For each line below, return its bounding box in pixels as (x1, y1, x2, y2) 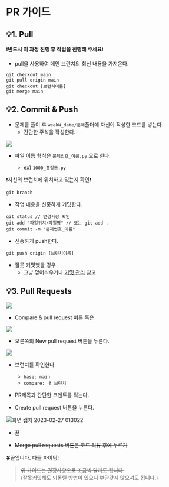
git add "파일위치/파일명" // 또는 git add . (6, 220, 109, 226)
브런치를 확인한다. (14, 361, 56, 368)
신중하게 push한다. (14, 237, 59, 244)
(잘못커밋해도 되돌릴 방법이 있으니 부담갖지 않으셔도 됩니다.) (20, 474, 158, 481)
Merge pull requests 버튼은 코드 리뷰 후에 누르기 (14, 441, 128, 449)
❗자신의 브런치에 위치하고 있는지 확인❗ (6, 176, 91, 183)
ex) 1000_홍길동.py (23, 164, 67, 171)
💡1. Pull (6, 29, 34, 39)
